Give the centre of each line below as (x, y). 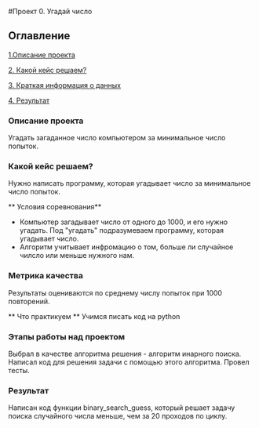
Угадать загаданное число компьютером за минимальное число (117, 138)
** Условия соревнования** (55, 207)
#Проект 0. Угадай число (50, 11)
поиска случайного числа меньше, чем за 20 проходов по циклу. (118, 416)
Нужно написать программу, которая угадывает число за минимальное (129, 183)
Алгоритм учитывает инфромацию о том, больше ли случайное (126, 247)
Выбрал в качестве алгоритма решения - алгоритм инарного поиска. (125, 354)
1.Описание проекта (42, 55)
